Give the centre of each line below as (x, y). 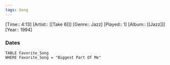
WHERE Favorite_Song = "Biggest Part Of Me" (53, 57)
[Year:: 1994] (19, 29)
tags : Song (17, 10)
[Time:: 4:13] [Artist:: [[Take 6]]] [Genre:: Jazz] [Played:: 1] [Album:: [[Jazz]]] (85, 24)
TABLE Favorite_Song (27, 53)
